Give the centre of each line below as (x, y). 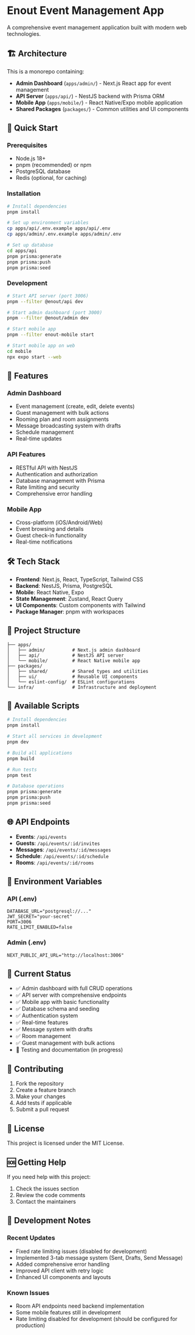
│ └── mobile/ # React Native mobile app (74, 661)
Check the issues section (47, 1189)
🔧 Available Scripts (43, 705)
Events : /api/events (41, 836)
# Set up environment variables (48, 223)
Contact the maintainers (46, 1201)
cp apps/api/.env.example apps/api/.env (59, 228)
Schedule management (45, 432)
